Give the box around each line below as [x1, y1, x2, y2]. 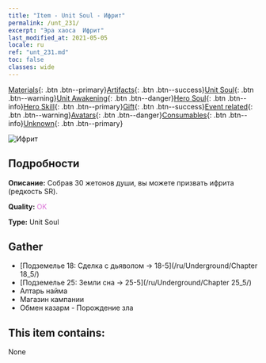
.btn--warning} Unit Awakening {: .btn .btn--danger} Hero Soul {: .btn [8, 93, 226, 103]
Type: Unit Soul [8, 217, 59, 227]
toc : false [8, 56, 44, 64]
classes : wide [8, 63, 55, 71]
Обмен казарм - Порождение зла [19, 303, 134, 313]
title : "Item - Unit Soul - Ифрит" [8, 11, 126, 20]
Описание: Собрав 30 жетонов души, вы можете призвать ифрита [8, 178, 235, 187]
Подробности [8, 157, 80, 170]
